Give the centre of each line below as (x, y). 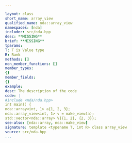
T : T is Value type (25, 50)
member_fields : (20, 78)
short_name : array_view (29, 18)
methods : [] (17, 59)
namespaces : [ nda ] (24, 27)
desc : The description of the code (41, 91)
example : (14, 86)
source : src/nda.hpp (26, 132)
